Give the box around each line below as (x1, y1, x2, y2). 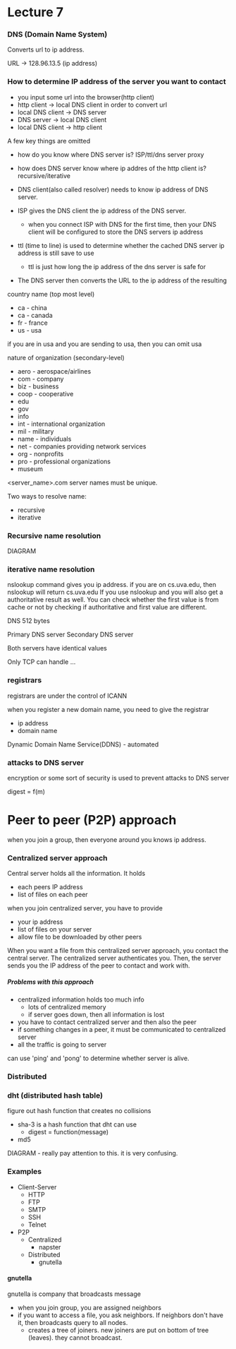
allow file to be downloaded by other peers (17, 933, 142, 941)
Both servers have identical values (7, 644, 107, 653)
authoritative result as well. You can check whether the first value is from (7, 595, 219, 604)
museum (17, 464, 44, 473)
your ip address (17, 917, 63, 926)
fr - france (17, 319, 48, 327)
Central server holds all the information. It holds (7, 869, 146, 878)
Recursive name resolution (7, 530, 101, 540)
